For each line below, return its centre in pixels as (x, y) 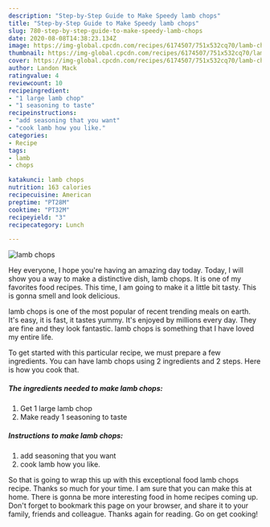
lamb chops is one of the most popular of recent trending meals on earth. (130, 311)
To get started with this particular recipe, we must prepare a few (115, 353)
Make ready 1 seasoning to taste (74, 417)
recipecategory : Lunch (46, 225)
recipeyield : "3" (37, 217)
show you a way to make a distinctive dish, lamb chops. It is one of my (125, 279)
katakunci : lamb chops (46, 180)
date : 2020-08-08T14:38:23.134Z (62, 38)
